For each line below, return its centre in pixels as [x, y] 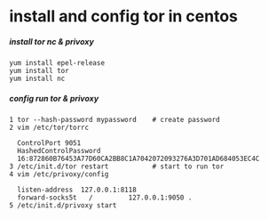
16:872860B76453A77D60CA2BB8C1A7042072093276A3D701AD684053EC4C [138, 159]
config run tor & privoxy [54, 98]
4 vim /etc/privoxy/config [59, 174]
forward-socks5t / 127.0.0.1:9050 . [105, 198]
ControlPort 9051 [49, 143]
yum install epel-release [57, 63]
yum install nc [37, 79]
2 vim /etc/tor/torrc [49, 128]
